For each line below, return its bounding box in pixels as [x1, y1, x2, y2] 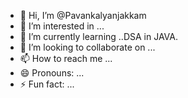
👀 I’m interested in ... [19, 20, 105, 32]
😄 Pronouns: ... [19, 67, 85, 79]
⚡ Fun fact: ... [19, 78, 75, 90]
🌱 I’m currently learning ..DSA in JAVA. [19, 31, 178, 42]
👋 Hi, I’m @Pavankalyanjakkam [19, 10, 147, 21]
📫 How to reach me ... [19, 53, 113, 64]
